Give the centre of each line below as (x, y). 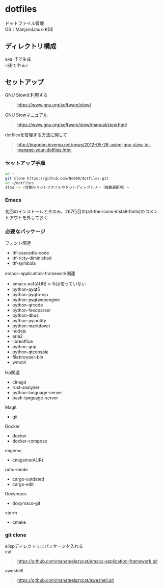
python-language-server (37, 392)
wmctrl (19, 362)
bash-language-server (35, 398)
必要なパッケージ (25, 231)
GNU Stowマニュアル (26, 115)
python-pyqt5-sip (30, 294)
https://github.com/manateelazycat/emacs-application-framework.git (87, 561)
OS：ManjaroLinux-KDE (29, 29)
